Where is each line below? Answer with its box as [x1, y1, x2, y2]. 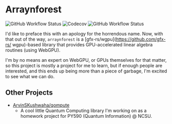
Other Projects [5, 88, 53, 97]
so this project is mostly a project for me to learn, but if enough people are [5, 62, 163, 68]
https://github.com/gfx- [116, 36, 166, 42]
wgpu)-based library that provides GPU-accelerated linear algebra [12, 41, 153, 47]
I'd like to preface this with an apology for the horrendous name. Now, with [5, 30, 163, 37]
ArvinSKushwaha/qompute [12, 102, 70, 108]
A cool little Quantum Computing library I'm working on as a [20, 107, 147, 114]
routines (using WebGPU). [5, 47, 61, 53]
